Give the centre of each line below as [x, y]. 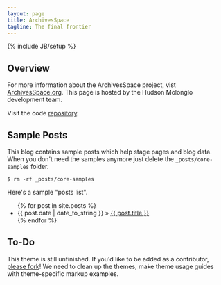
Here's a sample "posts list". [47, 192]
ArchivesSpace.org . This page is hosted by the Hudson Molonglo [100, 92]
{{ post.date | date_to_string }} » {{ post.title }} [83, 213]
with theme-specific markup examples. [63, 274]
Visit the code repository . [43, 113]
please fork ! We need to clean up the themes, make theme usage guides [110, 266]
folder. [40, 166]
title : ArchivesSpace [38, 20]
